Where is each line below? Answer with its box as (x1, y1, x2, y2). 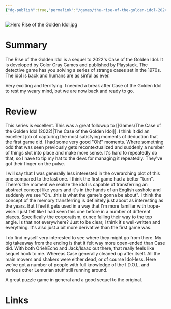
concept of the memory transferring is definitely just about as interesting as (5, 197, 164, 203)
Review (5, 106, 37, 117)
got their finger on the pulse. (5, 160, 65, 166)
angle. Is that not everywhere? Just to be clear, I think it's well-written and (5, 219, 160, 225)
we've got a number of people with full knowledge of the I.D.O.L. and (5, 261, 149, 268)
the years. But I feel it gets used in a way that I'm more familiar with (5, 202, 146, 209)
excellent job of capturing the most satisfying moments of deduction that (5, 133, 158, 139)
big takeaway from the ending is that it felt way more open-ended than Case (5, 240, 165, 246)
